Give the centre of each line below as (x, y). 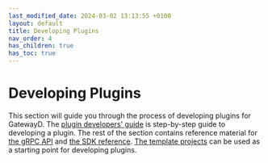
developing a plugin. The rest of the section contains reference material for (133, 132)
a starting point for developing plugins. (73, 149)
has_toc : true (32, 53)
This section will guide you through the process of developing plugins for (130, 115)
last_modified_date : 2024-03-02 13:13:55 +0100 (90, 16)
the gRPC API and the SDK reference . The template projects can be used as (134, 141)
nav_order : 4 (30, 38)
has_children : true (41, 46)
